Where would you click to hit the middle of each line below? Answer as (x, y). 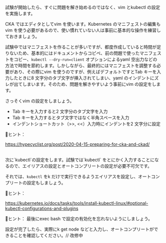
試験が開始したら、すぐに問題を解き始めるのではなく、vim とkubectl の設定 (83, 7)
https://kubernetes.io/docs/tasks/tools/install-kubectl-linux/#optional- (77, 203)
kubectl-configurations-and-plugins (42, 208)
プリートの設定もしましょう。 (35, 183)
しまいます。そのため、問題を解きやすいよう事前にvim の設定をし (89, 84)
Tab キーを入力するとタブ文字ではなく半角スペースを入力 (71, 118)
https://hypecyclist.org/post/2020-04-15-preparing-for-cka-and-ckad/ (78, 144)
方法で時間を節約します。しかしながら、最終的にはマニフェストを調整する (81, 65)
